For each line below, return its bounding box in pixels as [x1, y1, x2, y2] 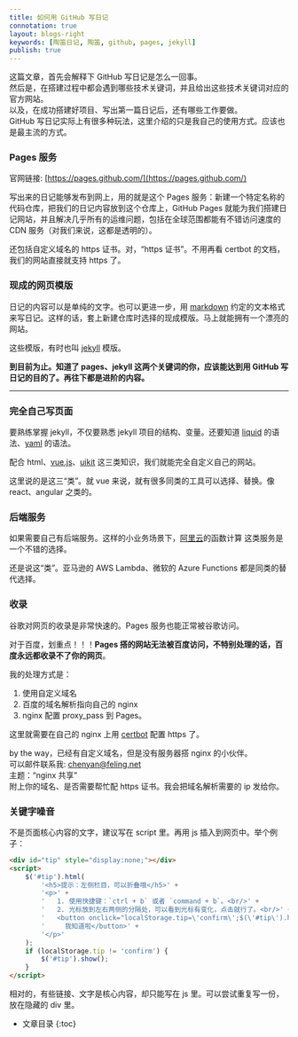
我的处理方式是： [9, 669, 72, 680]
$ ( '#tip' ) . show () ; [41, 955, 109, 963]
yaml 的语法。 [25, 438, 76, 449]
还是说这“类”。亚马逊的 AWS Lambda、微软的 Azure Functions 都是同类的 [9, 562, 279, 573]
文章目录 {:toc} [21, 1018, 77, 1029]
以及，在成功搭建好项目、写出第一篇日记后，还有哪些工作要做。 [9, 105, 242, 115]
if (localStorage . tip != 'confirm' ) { [25, 947, 169, 955]
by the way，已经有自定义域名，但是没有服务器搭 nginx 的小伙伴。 [9, 747, 253, 758]
